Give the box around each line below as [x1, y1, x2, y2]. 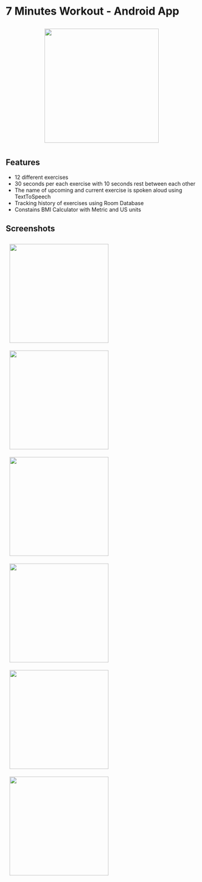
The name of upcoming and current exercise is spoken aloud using [14, 186, 183, 194]
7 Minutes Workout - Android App [5, 4, 179, 18]
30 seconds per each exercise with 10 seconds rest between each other [14, 180, 196, 187]
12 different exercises [14, 173, 69, 181]
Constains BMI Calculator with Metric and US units [14, 206, 141, 213]
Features [5, 157, 40, 168]
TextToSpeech [14, 193, 51, 200]
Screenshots [5, 223, 55, 234]
